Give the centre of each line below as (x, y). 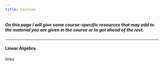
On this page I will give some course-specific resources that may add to (80, 25)
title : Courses (20, 9)
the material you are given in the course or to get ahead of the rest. (74, 30)
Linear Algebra (20, 48)
